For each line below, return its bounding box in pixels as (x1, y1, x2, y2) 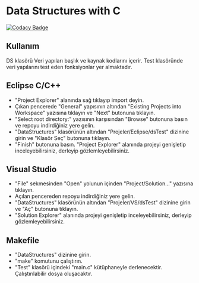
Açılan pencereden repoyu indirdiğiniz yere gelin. (14, 192, 135, 200)
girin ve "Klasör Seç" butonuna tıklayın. (14, 134, 111, 141)
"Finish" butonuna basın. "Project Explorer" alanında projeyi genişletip (14, 141, 186, 148)
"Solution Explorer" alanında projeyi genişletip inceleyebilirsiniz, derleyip (14, 212, 192, 219)
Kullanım (6, 41, 40, 51)
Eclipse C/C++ (6, 80, 61, 91)
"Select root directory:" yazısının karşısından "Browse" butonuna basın (14, 115, 188, 123)
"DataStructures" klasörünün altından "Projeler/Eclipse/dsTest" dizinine (14, 128, 189, 135)
